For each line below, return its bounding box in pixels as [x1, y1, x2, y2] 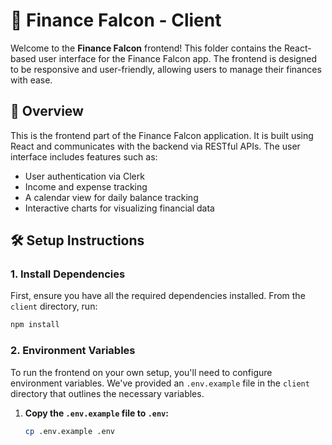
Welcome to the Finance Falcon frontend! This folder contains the [10, 42, 283, 54]
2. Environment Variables [10, 344, 136, 358]
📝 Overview [10, 103, 84, 120]
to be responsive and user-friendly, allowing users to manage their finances [10, 63, 322, 75]
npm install [10, 320, 60, 330]
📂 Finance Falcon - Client [10, 9, 222, 32]
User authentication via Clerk [24, 170, 145, 182]
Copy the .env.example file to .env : [24, 407, 169, 419]
